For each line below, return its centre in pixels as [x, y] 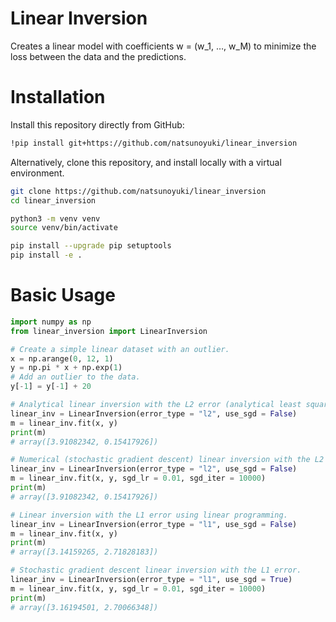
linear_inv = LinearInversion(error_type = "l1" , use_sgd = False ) [154, 524]
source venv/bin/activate [64, 228]
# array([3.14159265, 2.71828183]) [84, 552]
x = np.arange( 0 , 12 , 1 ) [62, 358]
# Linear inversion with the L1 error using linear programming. [149, 515]
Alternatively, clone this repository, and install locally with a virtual [146, 162]
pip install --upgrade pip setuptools [91, 246]
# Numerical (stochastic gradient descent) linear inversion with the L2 [167, 460]
